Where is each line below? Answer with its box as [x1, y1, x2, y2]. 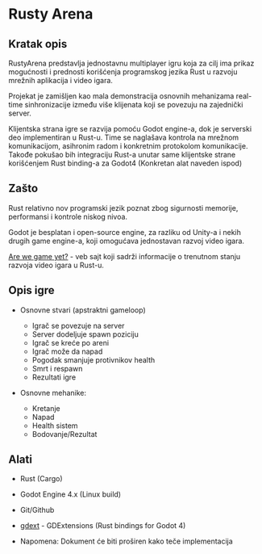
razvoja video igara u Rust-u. [8, 260, 105, 270]
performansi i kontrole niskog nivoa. [8, 212, 127, 221]
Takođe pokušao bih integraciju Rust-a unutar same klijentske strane [8, 150, 236, 159]
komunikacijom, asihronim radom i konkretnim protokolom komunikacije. [8, 141, 248, 150]
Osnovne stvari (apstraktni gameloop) [19, 304, 147, 315]
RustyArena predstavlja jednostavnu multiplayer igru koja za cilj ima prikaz [8, 58, 255, 68]
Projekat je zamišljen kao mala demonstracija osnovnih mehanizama [8, 91, 235, 101]
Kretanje [31, 403, 60, 413]
